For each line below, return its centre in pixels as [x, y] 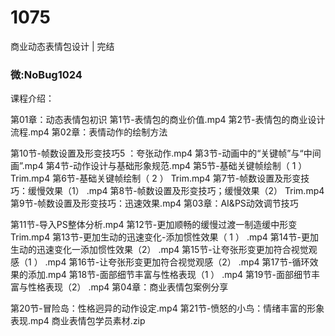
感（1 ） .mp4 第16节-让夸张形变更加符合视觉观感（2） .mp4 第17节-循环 [160, 262]
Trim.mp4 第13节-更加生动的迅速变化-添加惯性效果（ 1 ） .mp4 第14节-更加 [164, 237]
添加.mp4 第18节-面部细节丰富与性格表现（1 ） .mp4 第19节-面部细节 [169, 275]
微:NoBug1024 [46, 74]
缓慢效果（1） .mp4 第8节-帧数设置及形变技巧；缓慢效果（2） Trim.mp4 [176, 191]
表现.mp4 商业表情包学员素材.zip [78, 321]
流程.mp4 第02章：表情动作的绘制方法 [89, 132]
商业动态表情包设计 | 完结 [62, 46]
